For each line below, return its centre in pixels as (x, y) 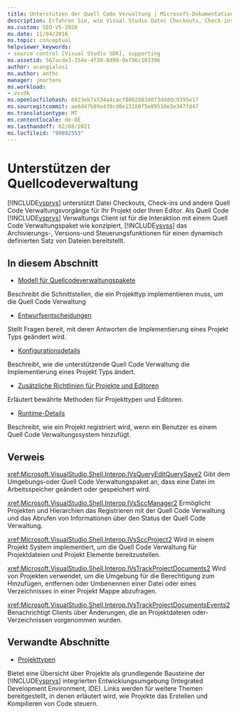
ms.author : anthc (33, 73)
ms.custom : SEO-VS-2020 (43, 27)
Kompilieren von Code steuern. (53, 703)
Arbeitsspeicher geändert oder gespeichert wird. (79, 489)
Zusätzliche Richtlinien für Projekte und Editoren (88, 386)
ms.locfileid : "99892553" (46, 133)
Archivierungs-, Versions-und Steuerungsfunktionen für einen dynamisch (115, 233)
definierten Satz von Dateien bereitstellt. (67, 241)
